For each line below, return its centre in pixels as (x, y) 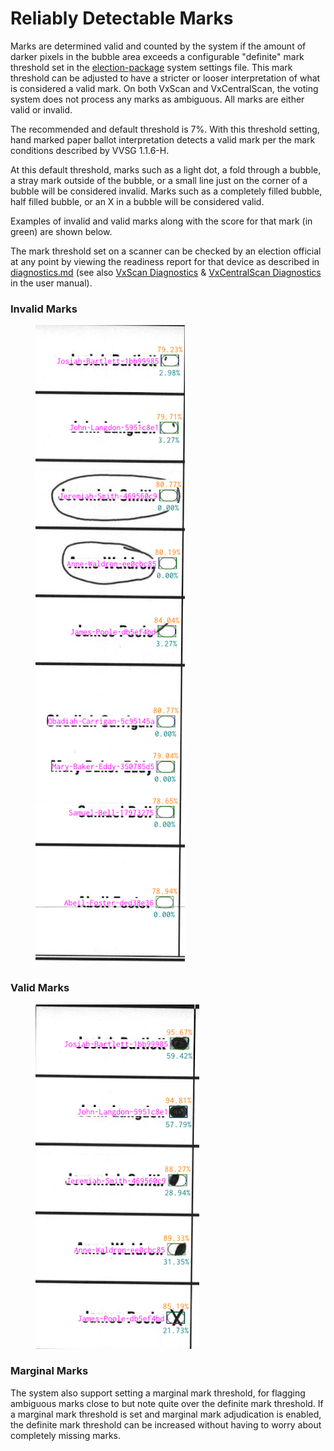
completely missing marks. (65, 1435)
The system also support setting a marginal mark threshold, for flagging (158, 1393)
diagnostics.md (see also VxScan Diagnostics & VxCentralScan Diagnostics (166, 272)
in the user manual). (51, 283)
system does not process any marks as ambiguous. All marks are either (157, 99)
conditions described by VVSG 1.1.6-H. (90, 150)
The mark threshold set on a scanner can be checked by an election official (166, 251)
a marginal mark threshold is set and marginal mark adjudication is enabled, (166, 1414)
